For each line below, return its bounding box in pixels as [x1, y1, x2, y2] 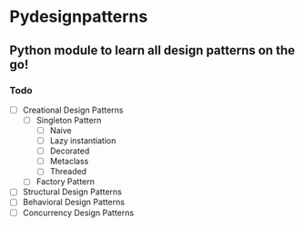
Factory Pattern [35, 176, 96, 187]
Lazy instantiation [49, 135, 117, 146]
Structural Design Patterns [22, 186, 123, 197]
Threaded [49, 166, 87, 177]
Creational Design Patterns [22, 104, 125, 115]
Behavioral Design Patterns [22, 197, 126, 208]
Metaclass [49, 156, 89, 167]
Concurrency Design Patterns [22, 207, 135, 218]
